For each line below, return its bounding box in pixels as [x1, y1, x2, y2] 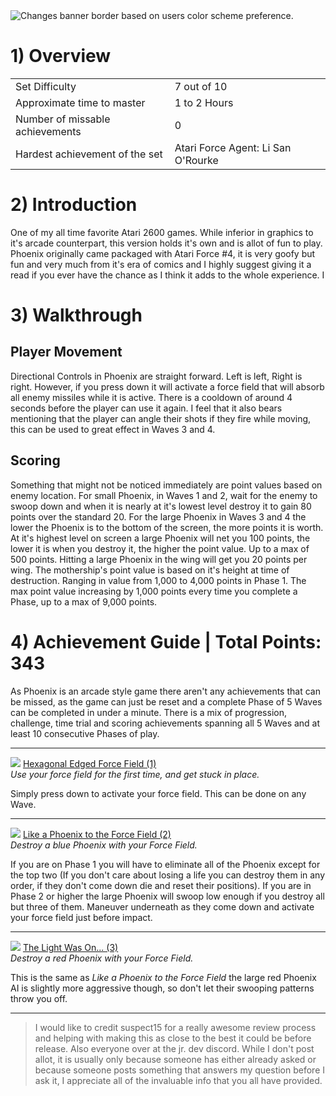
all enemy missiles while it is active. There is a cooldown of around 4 [10, 391, 293, 403]
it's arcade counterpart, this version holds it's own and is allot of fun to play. [10, 237, 323, 249]
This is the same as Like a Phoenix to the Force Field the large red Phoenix [10, 971, 317, 983]
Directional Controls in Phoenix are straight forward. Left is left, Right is [10, 370, 303, 382]
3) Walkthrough [10, 304, 143, 327]
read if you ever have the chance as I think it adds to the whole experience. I [10, 269, 325, 281]
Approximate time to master [15, 95, 146, 109]
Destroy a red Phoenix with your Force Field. [10, 952, 194, 964]
